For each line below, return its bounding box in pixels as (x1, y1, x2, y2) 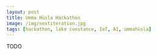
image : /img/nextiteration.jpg (6, 20, 86, 26)
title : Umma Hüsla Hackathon (6, 15, 81, 21)
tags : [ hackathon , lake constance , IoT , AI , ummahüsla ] (6, 26, 152, 32)
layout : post (6, 9, 40, 15)
